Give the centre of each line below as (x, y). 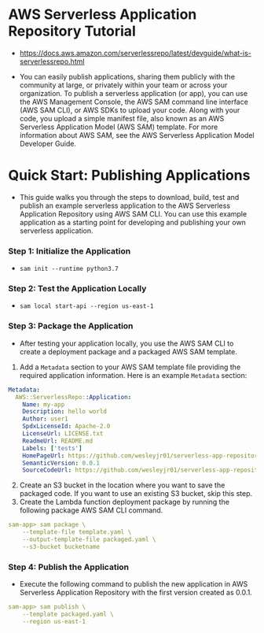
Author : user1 (45, 419)
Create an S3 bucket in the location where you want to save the (122, 485)
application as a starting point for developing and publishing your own (132, 222)
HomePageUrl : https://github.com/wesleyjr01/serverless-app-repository (142, 455)
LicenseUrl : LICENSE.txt (63, 434)
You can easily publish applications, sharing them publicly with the (127, 76)
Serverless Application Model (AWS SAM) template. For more (119, 127)
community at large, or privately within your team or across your (123, 85)
